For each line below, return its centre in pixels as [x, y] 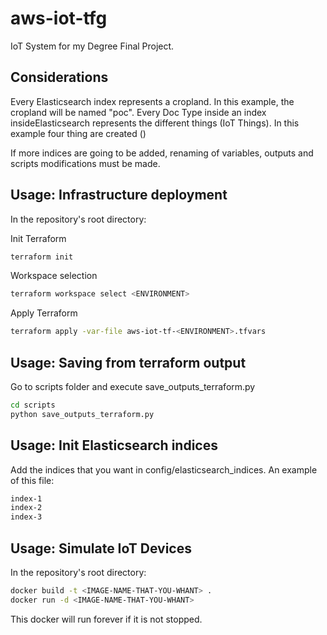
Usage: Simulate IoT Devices [101, 548]
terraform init [42, 257]
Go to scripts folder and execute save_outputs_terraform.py [133, 386]
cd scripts [33, 405]
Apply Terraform [44, 313]
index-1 [26, 498]
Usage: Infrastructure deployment [119, 195]
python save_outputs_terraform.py [82, 414]
